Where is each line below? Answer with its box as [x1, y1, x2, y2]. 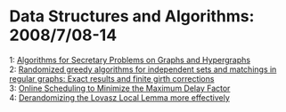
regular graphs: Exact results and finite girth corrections [9, 73, 215, 84]
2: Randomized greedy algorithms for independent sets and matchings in [9, 64, 277, 75]
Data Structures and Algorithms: [9, 6, 255, 27]
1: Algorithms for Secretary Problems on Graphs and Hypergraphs [9, 54, 251, 65]
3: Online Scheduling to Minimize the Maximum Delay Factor [9, 83, 231, 93]
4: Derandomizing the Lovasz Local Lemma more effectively [9, 92, 230, 103]
